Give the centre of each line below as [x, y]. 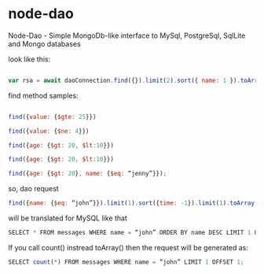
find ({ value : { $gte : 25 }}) [52, 117]
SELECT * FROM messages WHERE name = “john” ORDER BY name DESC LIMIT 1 [130, 233]
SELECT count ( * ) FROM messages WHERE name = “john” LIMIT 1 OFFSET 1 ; [126, 262]
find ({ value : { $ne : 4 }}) [49, 131]
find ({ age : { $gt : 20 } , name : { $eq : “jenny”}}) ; [88, 174]
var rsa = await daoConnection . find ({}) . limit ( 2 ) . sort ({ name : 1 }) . [125, 80]
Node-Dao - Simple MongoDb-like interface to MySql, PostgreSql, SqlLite [127, 35]
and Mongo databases [44, 43]
